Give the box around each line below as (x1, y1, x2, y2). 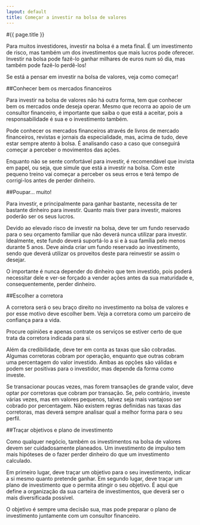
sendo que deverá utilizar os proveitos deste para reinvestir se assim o (6, 250, 180, 257)
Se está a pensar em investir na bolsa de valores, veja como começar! (6, 73, 179, 80)
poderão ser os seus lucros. (6, 213, 75, 220)
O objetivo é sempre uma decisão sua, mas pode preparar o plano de (6, 505, 177, 512)
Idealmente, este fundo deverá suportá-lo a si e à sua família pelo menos (6, 237, 186, 244)
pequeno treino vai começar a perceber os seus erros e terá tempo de (6, 170, 179, 177)
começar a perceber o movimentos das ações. (6, 146, 121, 153)
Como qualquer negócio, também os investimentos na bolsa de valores (6, 438, 181, 445)
